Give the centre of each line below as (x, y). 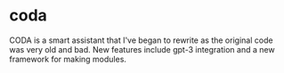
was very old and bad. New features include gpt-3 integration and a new (142, 49)
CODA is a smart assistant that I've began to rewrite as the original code (141, 40)
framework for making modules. (68, 59)
